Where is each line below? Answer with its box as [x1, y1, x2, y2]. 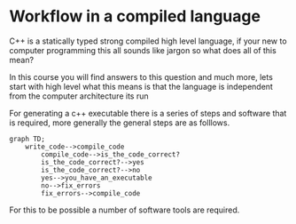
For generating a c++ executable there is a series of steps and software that [9, 108, 287, 118]
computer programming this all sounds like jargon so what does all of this [9, 44, 277, 55]
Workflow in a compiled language [9, 6, 261, 27]
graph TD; [9, 134, 46, 143]
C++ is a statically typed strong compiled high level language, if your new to [9, 36, 287, 46]
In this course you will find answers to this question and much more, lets [9, 71, 273, 82]
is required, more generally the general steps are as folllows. [9, 117, 230, 128]
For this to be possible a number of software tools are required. [9, 204, 240, 215]
